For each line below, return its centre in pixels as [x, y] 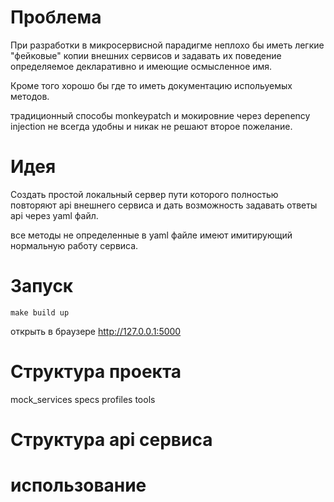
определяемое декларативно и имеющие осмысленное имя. [141, 66]
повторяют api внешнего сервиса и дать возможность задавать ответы [164, 205]
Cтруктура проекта [96, 372]
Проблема [56, 17]
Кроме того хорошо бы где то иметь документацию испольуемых [151, 85]
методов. [30, 96]
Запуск [42, 286]
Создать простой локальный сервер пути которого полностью [144, 194]
